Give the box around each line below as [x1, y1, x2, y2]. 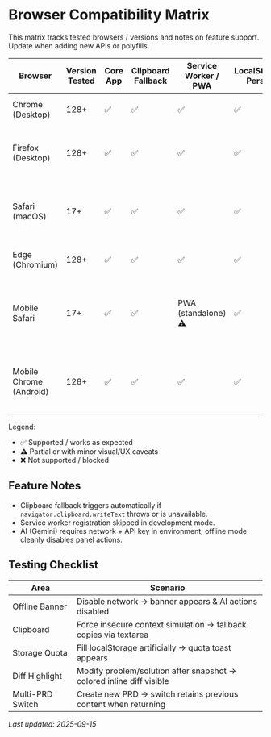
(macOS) [12, 210, 47, 222]
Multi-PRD [12, 688, 53, 699]
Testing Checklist [8, 558, 98, 572]
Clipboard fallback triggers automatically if [19, 500, 162, 510]
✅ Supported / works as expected [19, 437, 133, 447]
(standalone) [177, 307, 227, 319]
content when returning [76, 698, 166, 710]
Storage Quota [12, 647, 68, 658]
